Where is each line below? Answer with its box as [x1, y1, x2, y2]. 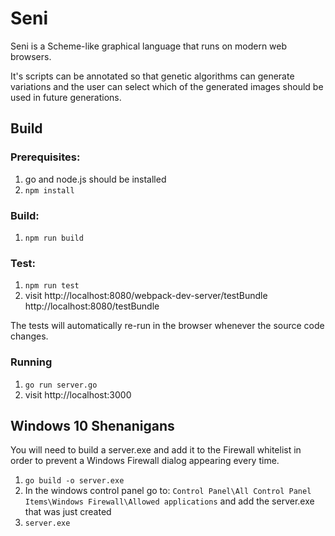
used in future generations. [10, 91, 122, 103]
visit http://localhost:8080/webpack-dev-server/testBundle [24, 290, 268, 302]
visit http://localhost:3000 [24, 388, 132, 401]
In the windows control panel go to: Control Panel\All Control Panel [24, 485, 312, 497]
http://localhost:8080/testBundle [24, 300, 160, 312]
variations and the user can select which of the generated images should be [10, 80, 324, 92]
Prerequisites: [10, 150, 81, 164]
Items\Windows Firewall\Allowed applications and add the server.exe [24, 495, 315, 507]
